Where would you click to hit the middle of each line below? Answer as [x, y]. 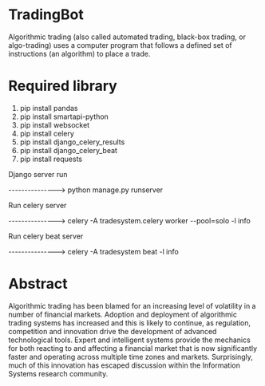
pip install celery [47, 133]
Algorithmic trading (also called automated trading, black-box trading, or [127, 37]
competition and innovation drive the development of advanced [113, 331]
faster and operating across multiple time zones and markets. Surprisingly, [131, 356]
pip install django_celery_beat [69, 150]
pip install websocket [55, 124]
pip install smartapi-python [64, 116]
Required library [63, 86]
